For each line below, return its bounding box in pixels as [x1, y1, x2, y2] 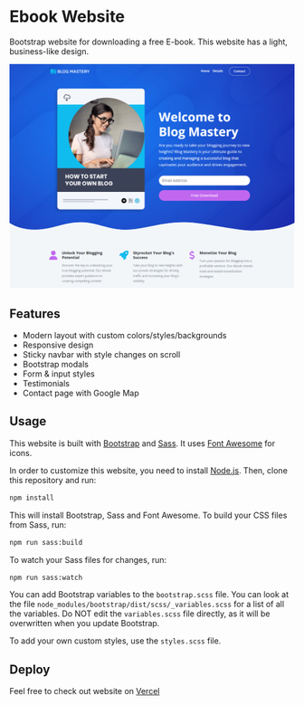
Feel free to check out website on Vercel [9, 686, 160, 697]
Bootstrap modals [22, 358, 89, 369]
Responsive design [22, 339, 94, 350]
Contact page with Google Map [22, 387, 140, 398]
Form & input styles [22, 368, 95, 379]
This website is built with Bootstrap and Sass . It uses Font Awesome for [9, 437, 276, 449]
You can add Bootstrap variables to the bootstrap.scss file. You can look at [9, 589, 290, 600]
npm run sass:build [9, 538, 83, 547]
